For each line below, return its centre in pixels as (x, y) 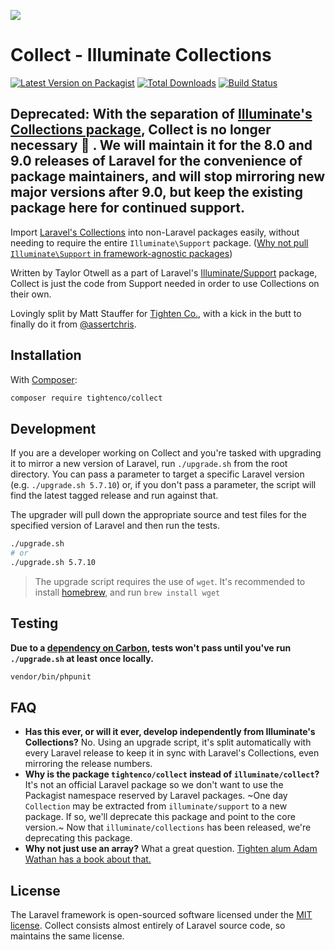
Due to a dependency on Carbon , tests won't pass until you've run (151, 647)
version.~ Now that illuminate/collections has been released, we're (168, 827)
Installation (46, 355)
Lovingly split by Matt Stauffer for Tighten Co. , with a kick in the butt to (156, 313)
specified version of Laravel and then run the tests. (115, 526)
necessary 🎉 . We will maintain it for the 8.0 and (161, 145)
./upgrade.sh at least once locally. (82, 658)
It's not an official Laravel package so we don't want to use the (154, 785)
